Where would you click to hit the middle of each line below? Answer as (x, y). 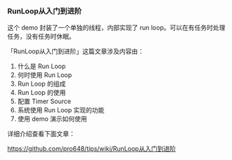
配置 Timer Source (44, 101)
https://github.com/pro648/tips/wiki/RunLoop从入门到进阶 (92, 149)
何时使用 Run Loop (45, 75)
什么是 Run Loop (41, 66)
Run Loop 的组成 (41, 84)
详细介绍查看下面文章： (41, 134)
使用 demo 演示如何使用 (52, 119)
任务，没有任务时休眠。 (41, 36)
